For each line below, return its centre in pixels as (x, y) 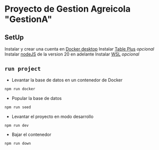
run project (23, 69)
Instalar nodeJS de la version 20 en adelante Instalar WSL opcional (72, 54)
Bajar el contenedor (31, 134)
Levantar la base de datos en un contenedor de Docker (67, 80)
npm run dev (17, 125)
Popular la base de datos (37, 98)
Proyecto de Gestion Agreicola (68, 9)
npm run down (18, 144)
